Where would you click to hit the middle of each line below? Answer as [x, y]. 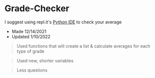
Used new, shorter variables [45, 60]
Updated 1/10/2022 [31, 37]
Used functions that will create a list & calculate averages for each [83, 46]
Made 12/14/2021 [29, 31]
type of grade [30, 51]
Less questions [32, 70]
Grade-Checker [37, 9]
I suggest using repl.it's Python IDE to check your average [63, 22]
